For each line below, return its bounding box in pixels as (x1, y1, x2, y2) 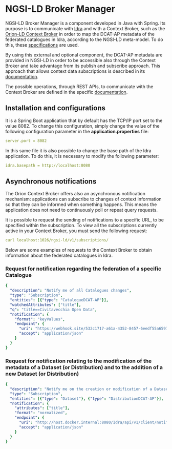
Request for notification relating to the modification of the (5, 357, 152, 364)
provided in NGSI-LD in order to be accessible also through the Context (5, 57, 156, 63)
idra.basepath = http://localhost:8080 (5, 162, 91, 168)
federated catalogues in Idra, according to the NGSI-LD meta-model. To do (5, 36, 163, 43)
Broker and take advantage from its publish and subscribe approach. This (5, 63, 160, 69)
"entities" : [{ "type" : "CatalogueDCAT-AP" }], (10, 298, 109, 303)
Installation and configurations (5, 104, 106, 113)
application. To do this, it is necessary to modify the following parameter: (5, 153, 159, 159)
